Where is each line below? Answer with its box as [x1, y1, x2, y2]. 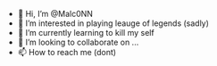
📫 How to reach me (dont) [17, 47, 117, 57]
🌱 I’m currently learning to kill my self [17, 28, 154, 37]
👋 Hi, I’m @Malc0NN [17, 9, 94, 19]
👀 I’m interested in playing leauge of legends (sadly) [17, 18, 210, 29]
